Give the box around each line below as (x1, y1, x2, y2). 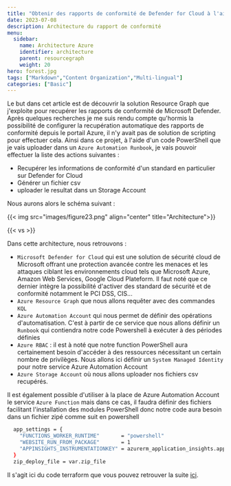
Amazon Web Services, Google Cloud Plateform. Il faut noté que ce (16, 275, 208, 283)
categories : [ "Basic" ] (7, 81, 72, 88)
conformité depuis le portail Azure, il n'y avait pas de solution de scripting (7, 129, 216, 137)
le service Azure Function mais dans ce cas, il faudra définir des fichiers (7, 398, 212, 407)
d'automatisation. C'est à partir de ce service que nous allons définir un (16, 318, 220, 327)
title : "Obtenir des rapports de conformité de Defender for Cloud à (7, 10, 211, 17)
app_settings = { (13, 426, 63, 433)
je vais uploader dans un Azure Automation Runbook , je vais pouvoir (7, 143, 197, 152)
